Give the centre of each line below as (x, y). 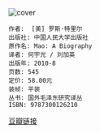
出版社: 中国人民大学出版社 (49, 37)
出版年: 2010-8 (32, 63)
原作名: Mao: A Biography (50, 46)
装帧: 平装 (24, 89)
